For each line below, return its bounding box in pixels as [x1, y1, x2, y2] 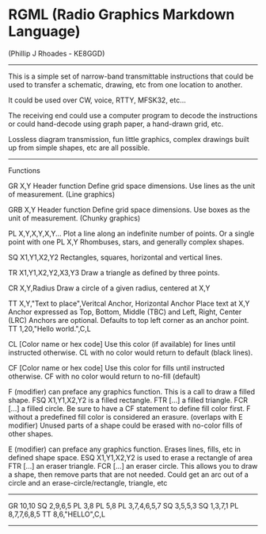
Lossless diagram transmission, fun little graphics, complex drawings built [8, 134, 249, 144]
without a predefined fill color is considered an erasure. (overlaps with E [8, 412, 243, 421]
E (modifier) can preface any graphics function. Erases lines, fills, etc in [8, 444, 241, 454]
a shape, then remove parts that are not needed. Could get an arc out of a [8, 470, 249, 479]
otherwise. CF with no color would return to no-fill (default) [8, 371, 201, 381]
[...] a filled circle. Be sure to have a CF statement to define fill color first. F [8, 403, 251, 413]
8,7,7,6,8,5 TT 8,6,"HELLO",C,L [8, 509, 105, 519]
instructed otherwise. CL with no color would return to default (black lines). [8, 348, 253, 357]
